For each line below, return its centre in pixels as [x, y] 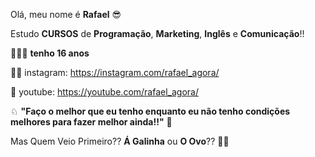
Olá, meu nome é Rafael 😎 [66, 14]
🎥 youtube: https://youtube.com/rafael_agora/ [104, 92]
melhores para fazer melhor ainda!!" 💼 [91, 122]
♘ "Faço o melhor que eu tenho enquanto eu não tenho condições [150, 111]
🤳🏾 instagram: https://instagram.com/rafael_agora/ [115, 72]
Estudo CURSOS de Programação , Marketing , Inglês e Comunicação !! [157, 33]
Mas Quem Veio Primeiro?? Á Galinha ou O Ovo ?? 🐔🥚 [120, 141]
